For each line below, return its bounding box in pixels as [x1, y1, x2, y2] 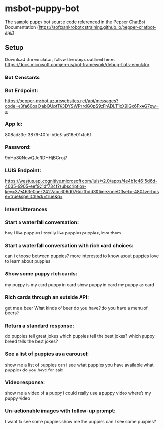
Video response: [5, 379, 45, 386]
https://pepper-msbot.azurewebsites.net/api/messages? [5, 98, 119, 104]
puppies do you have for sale [5, 367, 63, 373]
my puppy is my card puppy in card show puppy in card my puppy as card [5, 281, 155, 288]
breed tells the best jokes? [5, 338, 58, 344]
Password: [5, 144, 31, 151]
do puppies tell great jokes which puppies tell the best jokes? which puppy [5, 333, 155, 339]
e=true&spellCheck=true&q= [5, 194, 63, 199]
